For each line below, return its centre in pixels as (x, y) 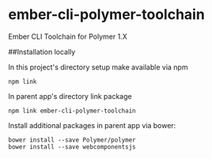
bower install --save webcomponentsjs (72, 147)
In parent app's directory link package (70, 96)
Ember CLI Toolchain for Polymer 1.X (68, 36)
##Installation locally (42, 51)
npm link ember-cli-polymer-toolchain (72, 111)
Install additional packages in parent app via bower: (92, 125)
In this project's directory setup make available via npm (98, 67)
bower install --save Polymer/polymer (72, 140)
